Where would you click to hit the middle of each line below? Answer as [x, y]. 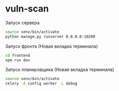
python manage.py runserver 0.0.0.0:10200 [50, 36]
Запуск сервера [23, 23]
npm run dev [18, 60]
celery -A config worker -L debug [41, 83]
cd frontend [18, 55]
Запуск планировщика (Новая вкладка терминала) [60, 70]
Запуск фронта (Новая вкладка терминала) [51, 46]
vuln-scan [27, 9]
